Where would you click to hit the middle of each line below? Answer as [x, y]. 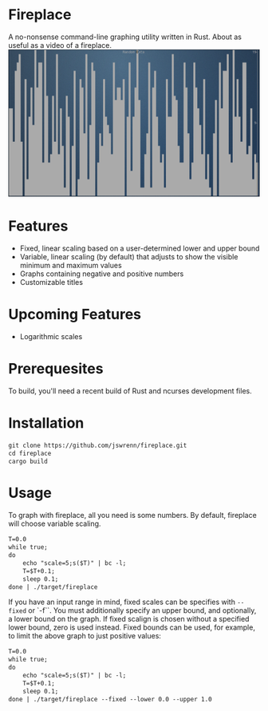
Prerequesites [56, 369]
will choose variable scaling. [55, 523]
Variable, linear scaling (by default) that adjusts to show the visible [129, 257]
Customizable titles [51, 282]
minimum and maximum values [71, 266]
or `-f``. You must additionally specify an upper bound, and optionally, [142, 610]
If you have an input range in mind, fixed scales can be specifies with [122, 602]
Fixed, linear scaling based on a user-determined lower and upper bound [140, 248]
